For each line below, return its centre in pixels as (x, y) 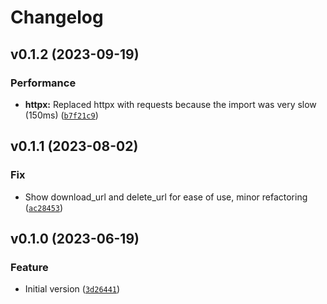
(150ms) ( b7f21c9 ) (61, 115)
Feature (29, 267)
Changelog (57, 17)
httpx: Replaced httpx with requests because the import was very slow (170, 104)
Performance (43, 83)
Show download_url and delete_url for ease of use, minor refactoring (166, 197)
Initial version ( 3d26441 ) (72, 289)
